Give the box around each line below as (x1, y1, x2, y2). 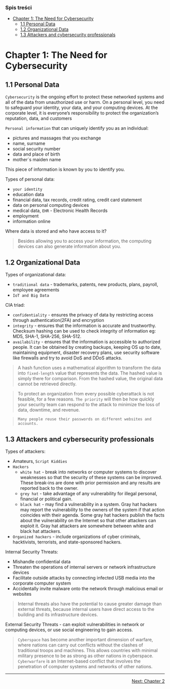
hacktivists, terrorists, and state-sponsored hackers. (12, 539, 122, 545)
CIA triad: (5, 302, 25, 308)
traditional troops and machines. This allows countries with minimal (17, 647, 158, 653)
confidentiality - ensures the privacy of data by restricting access (12, 312, 153, 318)
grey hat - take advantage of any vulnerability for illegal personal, (20, 490, 158, 496)
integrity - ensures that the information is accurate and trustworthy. (12, 322, 156, 329)
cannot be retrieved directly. (17, 381, 77, 387)
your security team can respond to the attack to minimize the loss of (17, 402, 160, 408)
